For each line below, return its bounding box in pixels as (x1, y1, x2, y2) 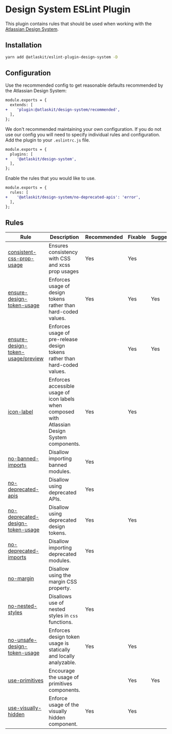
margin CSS (48, 578, 77, 585)
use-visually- (8, 704, 42, 711)
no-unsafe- (8, 637, 37, 644)
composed (48, 408, 75, 415)
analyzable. (48, 659, 76, 666)
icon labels (48, 395, 75, 403)
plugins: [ (10, 151, 33, 157)
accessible (48, 383, 75, 390)
